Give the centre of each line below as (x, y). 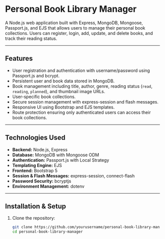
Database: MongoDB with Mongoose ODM (56, 155)
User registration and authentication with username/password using (81, 70)
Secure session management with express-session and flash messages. (85, 102)
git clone (22, 227)
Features (19, 58)
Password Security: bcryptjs (41, 181)
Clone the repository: (34, 218)
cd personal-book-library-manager (47, 232)
